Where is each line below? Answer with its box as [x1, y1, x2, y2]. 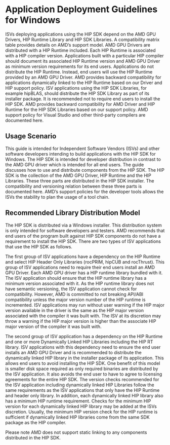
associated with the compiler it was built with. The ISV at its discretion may [5, 313, 161, 319]
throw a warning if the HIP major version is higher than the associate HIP [5, 318, 156, 324]
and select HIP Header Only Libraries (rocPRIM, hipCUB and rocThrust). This [5, 258, 165, 265]
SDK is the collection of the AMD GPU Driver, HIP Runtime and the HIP [5, 172, 152, 178]
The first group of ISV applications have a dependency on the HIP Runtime [5, 253, 160, 259]
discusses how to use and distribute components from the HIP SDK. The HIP [5, 167, 164, 173]
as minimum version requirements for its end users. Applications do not [5, 63, 154, 69]
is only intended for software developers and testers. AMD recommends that [5, 227, 165, 234]
